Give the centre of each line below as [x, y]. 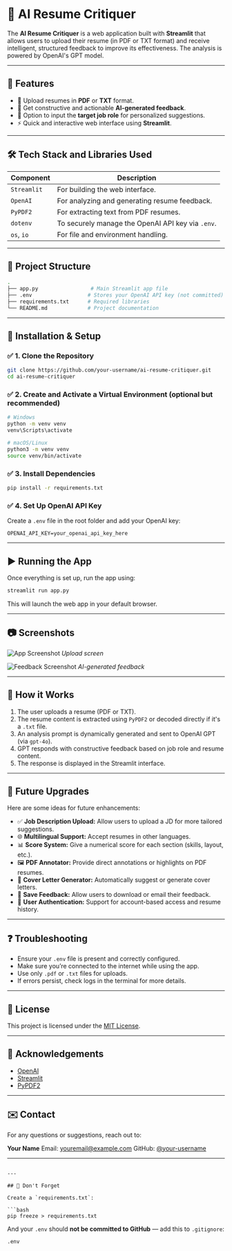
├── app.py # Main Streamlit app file [88, 289]
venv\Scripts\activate [40, 430]
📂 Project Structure [49, 266]
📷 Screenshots [41, 633]
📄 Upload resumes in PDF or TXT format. [76, 100]
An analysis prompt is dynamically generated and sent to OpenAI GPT [116, 733]
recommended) [34, 403]
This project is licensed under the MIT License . [74, 1026]
